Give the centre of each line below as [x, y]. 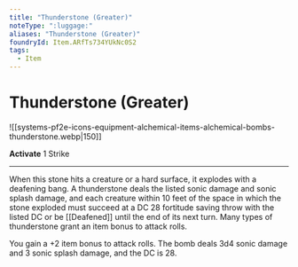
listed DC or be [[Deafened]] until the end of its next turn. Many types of [141, 216]
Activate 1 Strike [39, 153]
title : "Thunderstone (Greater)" [71, 17]
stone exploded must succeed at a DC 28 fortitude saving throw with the [142, 207]
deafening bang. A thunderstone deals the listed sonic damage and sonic [143, 188]
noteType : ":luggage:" [51, 26]
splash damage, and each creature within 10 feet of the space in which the [145, 198]
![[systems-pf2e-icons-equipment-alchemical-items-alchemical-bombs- [142, 127]
